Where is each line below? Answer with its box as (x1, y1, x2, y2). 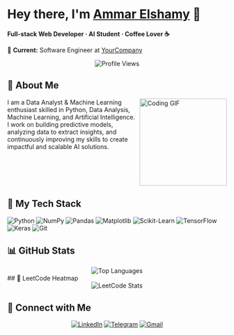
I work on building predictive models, (7, 120, 114, 128)
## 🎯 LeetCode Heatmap (7, 274, 79, 283)
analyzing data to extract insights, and (7, 127, 117, 136)
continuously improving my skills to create (7, 135, 128, 143)
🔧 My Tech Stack (7, 198, 81, 210)
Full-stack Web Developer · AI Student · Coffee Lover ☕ (7, 29, 170, 38)
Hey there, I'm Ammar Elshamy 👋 (7, 6, 201, 22)
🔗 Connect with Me (7, 302, 92, 313)
